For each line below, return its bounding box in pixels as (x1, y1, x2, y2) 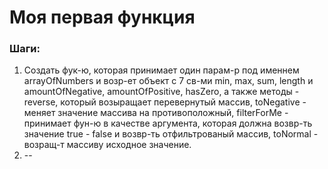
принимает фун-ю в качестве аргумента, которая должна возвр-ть (23, 117, 313, 130)
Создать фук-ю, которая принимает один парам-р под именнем (23, 64, 300, 76)
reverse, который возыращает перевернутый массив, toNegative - (23, 96, 307, 108)
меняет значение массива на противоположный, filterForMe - (23, 107, 289, 119)
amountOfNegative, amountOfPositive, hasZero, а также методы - (23, 86, 300, 98)
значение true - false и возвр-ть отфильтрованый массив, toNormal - (23, 128, 319, 140)
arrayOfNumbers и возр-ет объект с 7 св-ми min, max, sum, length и (23, 75, 314, 87)
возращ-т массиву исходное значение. (23, 139, 192, 151)
